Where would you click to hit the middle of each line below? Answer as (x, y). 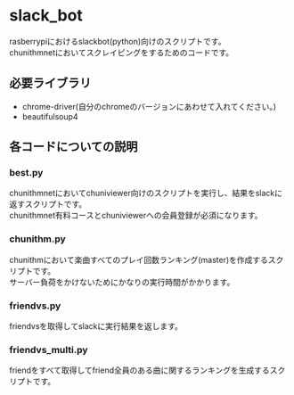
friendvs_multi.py (49, 350)
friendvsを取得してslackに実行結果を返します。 (96, 326)
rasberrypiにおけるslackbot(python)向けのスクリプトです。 (118, 41)
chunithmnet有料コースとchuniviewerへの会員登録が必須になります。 (136, 216)
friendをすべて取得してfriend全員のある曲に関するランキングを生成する (139, 370)
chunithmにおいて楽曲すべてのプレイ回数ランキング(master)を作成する (139, 259)
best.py (26, 173)
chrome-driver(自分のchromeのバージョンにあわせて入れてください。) (149, 106)
